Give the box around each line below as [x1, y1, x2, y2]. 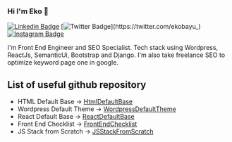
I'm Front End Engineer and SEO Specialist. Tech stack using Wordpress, [7, 44, 219, 52]
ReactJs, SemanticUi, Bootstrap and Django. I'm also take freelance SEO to [7, 51, 226, 59]
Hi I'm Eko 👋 [7, 6, 49, 16]
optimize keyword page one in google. [7, 58, 118, 67]
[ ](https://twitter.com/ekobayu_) [61, 22, 201, 31]
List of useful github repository [7, 79, 147, 91]
